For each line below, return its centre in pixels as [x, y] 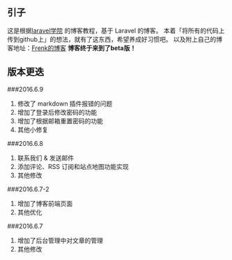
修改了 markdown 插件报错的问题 [65, 104]
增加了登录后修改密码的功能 [57, 112]
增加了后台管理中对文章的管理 [60, 240]
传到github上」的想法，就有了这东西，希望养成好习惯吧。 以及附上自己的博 [115, 39]
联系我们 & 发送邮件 [46, 158]
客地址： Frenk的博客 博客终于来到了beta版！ [72, 48]
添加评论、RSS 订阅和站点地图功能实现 [73, 166]
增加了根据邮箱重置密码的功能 [60, 121]
